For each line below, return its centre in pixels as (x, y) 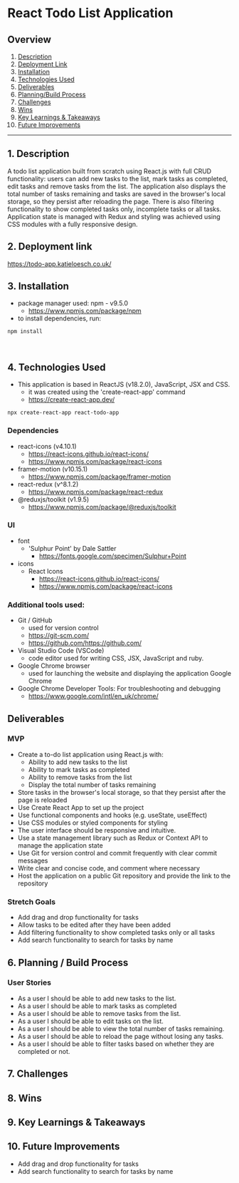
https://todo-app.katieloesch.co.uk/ (59, 264)
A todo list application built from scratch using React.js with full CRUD (110, 171)
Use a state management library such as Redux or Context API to (113, 838)
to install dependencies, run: (59, 318)
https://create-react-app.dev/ (71, 400)
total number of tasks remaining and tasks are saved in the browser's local (117, 193)
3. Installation (38, 286)
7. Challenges (38, 1074)
